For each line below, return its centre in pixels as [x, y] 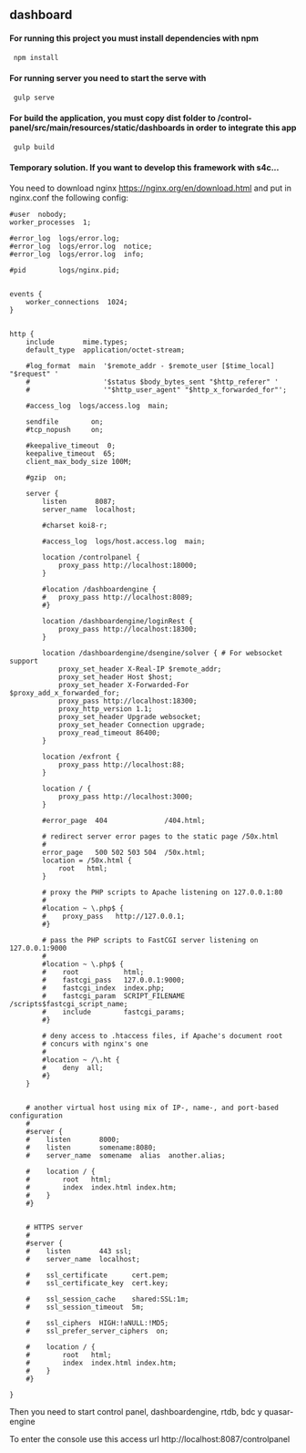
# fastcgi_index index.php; [104, 988]
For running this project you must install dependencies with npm [134, 38]
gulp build [34, 147]
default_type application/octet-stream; [105, 350]
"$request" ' [34, 374]
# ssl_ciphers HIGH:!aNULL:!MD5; [97, 1323]
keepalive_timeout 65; [71, 453]
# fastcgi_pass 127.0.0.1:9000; [113, 980]
